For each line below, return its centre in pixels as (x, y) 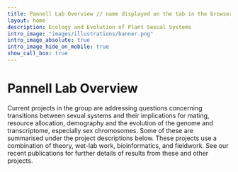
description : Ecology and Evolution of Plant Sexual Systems (100, 27)
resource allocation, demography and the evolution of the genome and (110, 123)
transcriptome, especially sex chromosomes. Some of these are (100, 130)
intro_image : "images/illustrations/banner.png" (80, 34)
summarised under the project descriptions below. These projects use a (112, 138)
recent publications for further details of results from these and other (108, 153)
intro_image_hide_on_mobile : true (58, 47)
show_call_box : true (38, 54)
